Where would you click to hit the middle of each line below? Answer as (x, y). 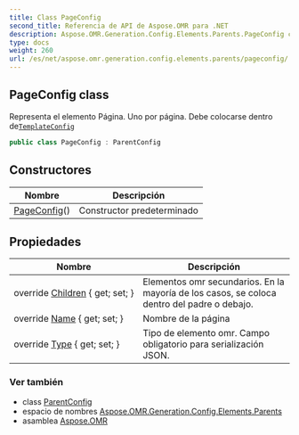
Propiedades (45, 242)
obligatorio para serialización (203, 344)
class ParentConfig (57, 401)
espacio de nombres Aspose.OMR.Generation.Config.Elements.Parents (152, 411)
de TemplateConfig (42, 126)
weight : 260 (31, 51)
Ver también (36, 382)
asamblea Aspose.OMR (65, 421)
